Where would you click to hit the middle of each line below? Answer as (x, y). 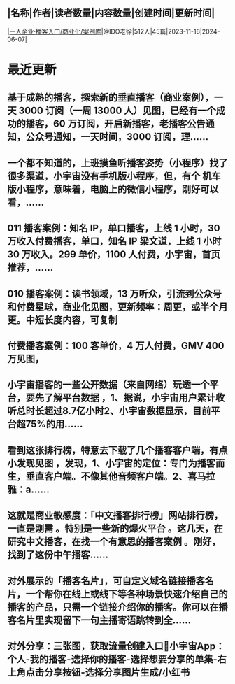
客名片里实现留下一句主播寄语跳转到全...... (99, 620)
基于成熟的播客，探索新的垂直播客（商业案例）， (111, 98)
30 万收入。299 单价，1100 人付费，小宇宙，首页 (114, 255)
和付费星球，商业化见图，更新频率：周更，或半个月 (117, 307)
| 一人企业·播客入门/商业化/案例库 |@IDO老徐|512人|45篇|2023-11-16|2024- (114, 31)
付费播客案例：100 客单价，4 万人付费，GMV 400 (116, 345)
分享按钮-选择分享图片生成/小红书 (117, 672)
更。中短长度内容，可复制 (62, 320)
